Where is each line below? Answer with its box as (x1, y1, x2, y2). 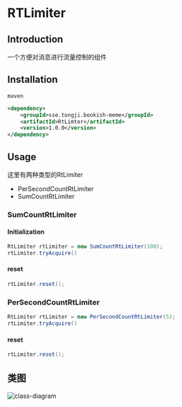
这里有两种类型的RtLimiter (7, 171, 84, 178)
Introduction (7, 33, 64, 45)
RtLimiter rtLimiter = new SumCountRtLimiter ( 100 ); (7, 243, 163, 251)
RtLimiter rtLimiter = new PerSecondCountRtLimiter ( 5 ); (7, 314, 176, 321)
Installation (7, 74, 58, 86)
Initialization (7, 227, 45, 236)
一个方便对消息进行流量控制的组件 (7, 53, 107, 61)
